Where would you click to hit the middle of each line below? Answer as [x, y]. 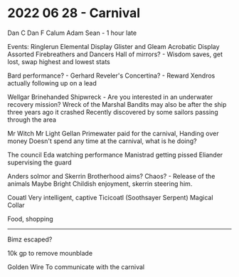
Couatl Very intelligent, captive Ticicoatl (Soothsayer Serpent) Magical [110, 197]
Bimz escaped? [30, 239]
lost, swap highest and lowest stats [59, 61]
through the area [32, 120]
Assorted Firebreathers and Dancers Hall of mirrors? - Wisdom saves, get [115, 54]
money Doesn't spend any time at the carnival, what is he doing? [102, 141]
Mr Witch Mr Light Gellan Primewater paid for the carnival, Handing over [113, 133]
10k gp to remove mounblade [50, 253]
